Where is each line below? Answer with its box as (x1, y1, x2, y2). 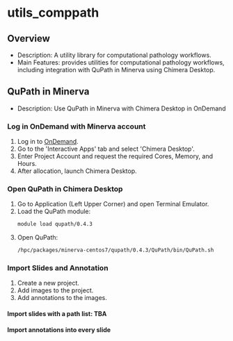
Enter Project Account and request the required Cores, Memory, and (17, 152, 214, 160)
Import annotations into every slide (7, 325, 111, 334)
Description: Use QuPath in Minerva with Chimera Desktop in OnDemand (17, 104, 226, 113)
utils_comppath (7, 5, 99, 21)
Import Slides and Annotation (7, 263, 109, 273)
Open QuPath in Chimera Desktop (7, 184, 123, 194)
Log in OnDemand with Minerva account (7, 122, 146, 131)
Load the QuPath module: (17, 207, 91, 216)
